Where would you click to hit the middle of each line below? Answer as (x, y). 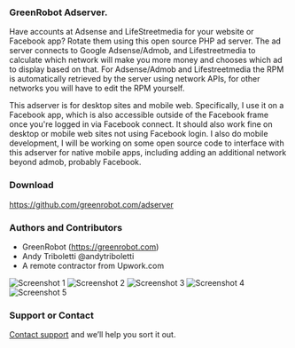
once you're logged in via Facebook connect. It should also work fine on (141, 124)
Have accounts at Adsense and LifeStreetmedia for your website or (132, 32)
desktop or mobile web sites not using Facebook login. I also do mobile (139, 134)
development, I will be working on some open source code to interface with (147, 143)
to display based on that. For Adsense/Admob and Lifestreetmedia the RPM (147, 69)
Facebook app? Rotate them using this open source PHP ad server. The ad (145, 41)
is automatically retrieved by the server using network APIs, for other (135, 79)
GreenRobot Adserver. (58, 12)
